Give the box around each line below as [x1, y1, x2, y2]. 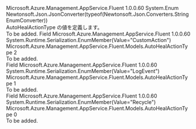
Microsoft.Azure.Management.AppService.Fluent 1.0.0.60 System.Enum [6, 5, 179, 11]
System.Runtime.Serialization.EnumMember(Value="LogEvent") [6, 68, 160, 74]
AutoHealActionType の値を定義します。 [6, 24, 103, 30]
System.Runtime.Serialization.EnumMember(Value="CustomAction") [6, 37, 171, 43]
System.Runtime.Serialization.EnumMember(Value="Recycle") [6, 99, 156, 106]
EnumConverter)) [6, 17, 48, 24]
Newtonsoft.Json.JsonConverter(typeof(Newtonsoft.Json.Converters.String [6, 11, 189, 18]
